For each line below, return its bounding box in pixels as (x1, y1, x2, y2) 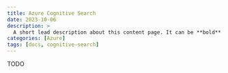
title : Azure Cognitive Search (7, 9, 96, 17)
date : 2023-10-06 (7, 16, 57, 23)
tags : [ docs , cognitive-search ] (7, 41, 99, 48)
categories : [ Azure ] (7, 35, 66, 42)
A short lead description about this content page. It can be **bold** (13, 28, 222, 36)
